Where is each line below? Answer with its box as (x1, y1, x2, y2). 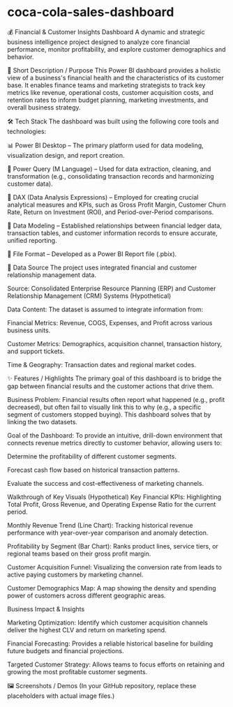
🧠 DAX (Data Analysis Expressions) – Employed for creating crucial (7, 193, 199, 201)
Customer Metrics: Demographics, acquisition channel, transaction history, (7, 339, 223, 348)
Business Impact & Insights (7, 604, 85, 613)
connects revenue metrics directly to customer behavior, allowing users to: (7, 438, 222, 447)
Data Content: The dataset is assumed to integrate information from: (7, 305, 204, 313)
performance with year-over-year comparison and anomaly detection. (7, 528, 209, 537)
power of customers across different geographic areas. (7, 591, 166, 600)
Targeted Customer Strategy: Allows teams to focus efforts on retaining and (7, 660, 225, 669)
